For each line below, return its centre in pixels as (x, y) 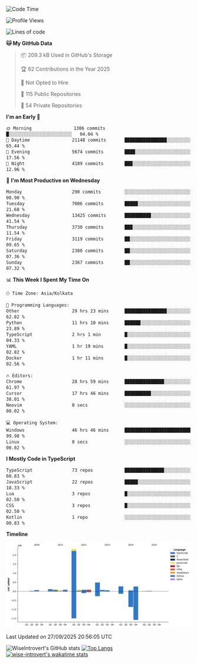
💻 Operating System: (32, 423)
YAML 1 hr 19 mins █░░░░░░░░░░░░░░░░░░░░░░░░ (98, 347)
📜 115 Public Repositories (51, 94)
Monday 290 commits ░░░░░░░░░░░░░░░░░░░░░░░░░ (98, 192)
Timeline (17, 534)
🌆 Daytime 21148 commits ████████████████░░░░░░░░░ (98, 140)
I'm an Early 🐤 (23, 117)
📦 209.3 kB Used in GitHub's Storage (66, 55)
